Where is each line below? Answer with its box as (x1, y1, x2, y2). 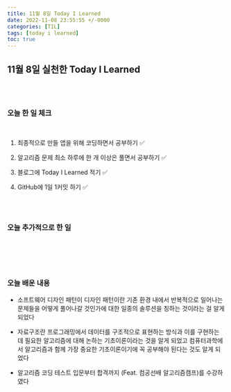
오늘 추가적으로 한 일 (7, 223, 71, 232)
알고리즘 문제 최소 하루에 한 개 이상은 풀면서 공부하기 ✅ (17, 153, 167, 162)
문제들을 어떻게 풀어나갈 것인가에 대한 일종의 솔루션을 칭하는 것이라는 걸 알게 (17, 304, 225, 312)
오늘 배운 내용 (7, 278, 51, 288)
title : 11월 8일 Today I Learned (7, 10, 101, 17)
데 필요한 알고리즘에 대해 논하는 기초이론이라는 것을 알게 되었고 (17, 336, 188, 344)
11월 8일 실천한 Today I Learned (7, 63, 141, 75)
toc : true (7, 36, 36, 43)
